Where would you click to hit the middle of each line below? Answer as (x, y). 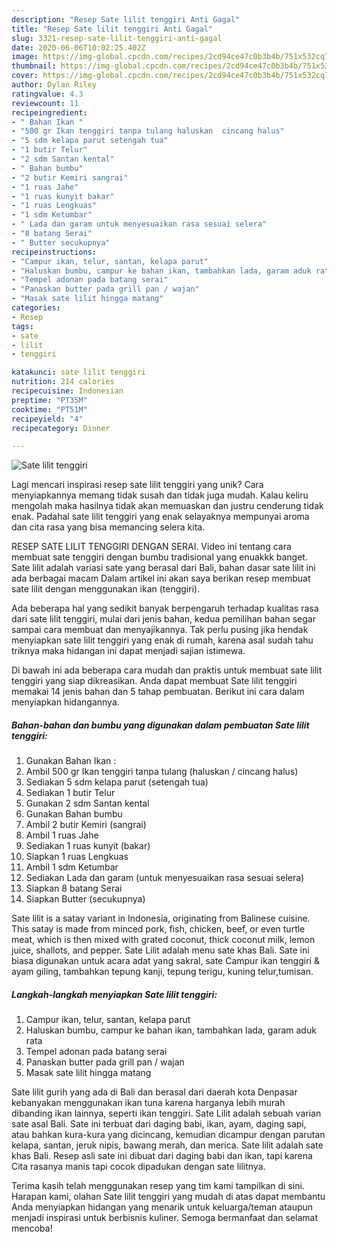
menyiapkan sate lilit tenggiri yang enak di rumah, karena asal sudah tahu (162, 640)
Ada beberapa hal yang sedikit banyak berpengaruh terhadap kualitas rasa (165, 608)
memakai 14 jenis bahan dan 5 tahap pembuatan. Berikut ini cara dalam (158, 692)
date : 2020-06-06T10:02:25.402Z (78, 47)
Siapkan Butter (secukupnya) (85, 899)
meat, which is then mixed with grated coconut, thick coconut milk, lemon (163, 940)
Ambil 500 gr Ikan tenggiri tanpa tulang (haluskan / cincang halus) (162, 772)
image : (25, 57)
